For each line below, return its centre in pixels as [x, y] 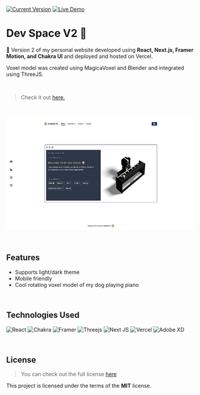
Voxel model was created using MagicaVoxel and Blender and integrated [95, 68]
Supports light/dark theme [47, 272]
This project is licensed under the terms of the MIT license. [79, 386]
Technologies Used [43, 315]
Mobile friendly [33, 278]
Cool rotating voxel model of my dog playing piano [77, 284]
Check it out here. [43, 97]
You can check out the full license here [69, 374]
